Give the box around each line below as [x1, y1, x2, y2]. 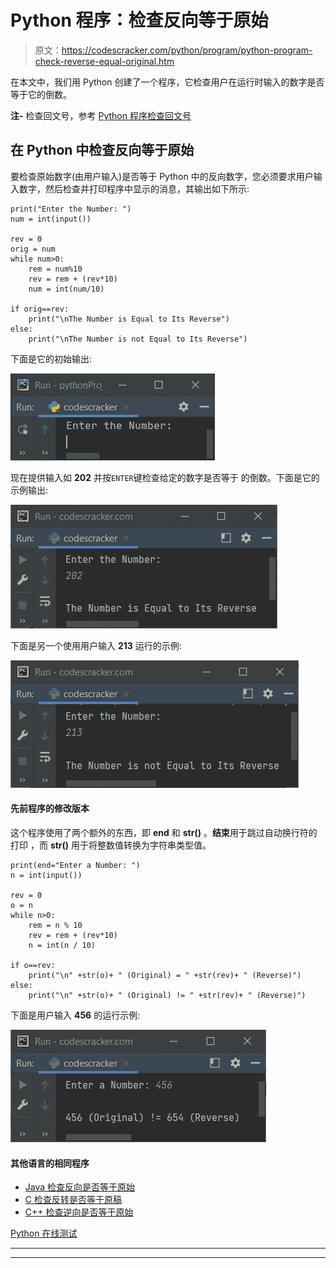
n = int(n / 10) [28, 940, 97, 950]
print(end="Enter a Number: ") [10, 860, 141, 870]
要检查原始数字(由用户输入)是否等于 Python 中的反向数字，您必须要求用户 [10, 170, 314, 182]
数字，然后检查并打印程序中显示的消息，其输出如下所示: [18, 182, 250, 195]
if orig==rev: [10, 304, 70, 314]
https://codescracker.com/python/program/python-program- [61, 44, 313, 56]
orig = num [10, 244, 56, 254]
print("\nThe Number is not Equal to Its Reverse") [28, 334, 248, 344]
